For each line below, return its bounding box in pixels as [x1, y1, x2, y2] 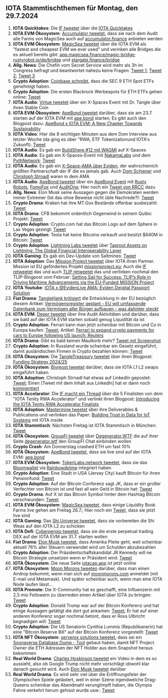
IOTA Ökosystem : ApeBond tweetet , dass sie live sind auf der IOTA [12, 449, 152, 455]
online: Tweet [12, 94, 41, 100]
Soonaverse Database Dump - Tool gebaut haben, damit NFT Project [12, 639, 155, 645]
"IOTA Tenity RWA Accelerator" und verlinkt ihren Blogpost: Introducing [12, 396, 160, 402]
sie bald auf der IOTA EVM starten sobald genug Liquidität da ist [12, 316, 145, 322]
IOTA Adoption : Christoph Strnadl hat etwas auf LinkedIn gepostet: [12, 374, 151, 380]
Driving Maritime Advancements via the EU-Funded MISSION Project [12, 279, 154, 285]
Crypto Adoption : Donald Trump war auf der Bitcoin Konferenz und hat [12, 602, 159, 608]
